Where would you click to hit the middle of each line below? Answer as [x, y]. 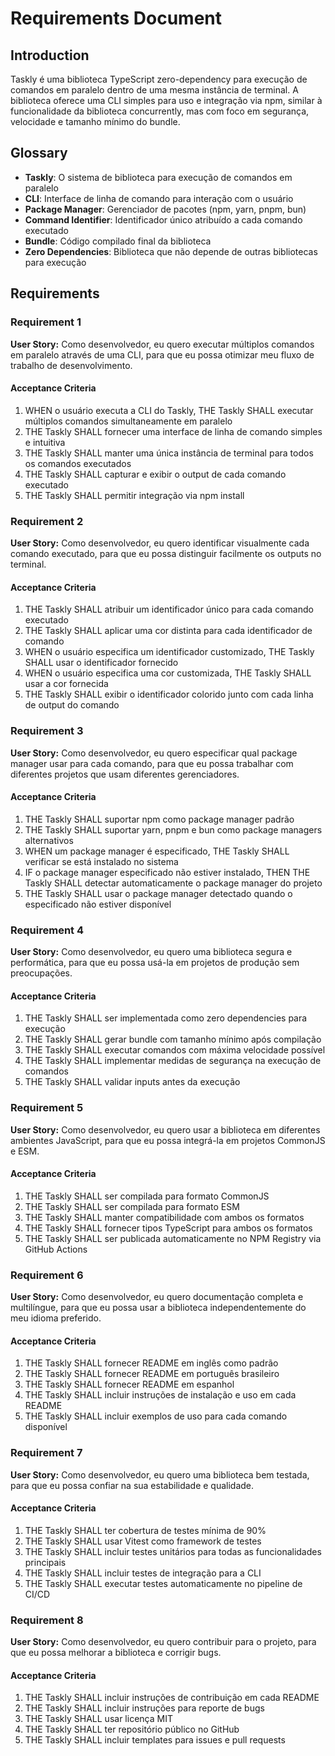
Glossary [39, 153]
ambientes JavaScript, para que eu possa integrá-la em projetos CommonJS [168, 1140]
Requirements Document [116, 18]
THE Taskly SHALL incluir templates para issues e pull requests [155, 1740]
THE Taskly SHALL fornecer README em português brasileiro [152, 1374]
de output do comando [72, 705]
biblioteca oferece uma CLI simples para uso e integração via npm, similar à [166, 100]
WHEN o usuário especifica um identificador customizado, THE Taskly [169, 652]
